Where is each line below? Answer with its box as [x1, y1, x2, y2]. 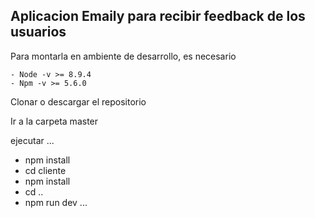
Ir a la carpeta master [10, 115, 99, 127]
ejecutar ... [10, 134, 55, 146]
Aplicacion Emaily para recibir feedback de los [10, 8, 306, 25]
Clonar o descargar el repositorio [10, 95, 147, 108]
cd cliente [24, 164, 67, 176]
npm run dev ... [24, 196, 88, 208]
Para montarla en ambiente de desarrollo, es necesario [10, 50, 237, 62]
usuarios [10, 24, 67, 41]
